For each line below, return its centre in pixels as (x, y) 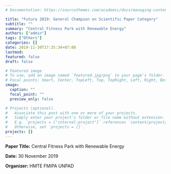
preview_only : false (32, 99)
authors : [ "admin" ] (26, 33)
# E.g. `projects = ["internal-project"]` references (66, 122)
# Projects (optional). (31, 108)
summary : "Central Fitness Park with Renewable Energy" (66, 28)
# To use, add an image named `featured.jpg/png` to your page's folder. (85, 76)
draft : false (19, 61)
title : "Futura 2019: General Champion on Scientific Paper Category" (82, 19)
